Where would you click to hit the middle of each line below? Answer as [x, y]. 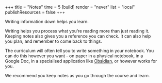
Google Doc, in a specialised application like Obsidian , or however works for [81, 61]
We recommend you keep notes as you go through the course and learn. [78, 75]
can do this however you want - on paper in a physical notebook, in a [74, 56]
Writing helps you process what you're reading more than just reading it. [77, 31]
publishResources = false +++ [35, 12]
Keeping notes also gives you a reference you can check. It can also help [78, 36]
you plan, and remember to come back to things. [54, 41]
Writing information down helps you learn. [47, 22]
